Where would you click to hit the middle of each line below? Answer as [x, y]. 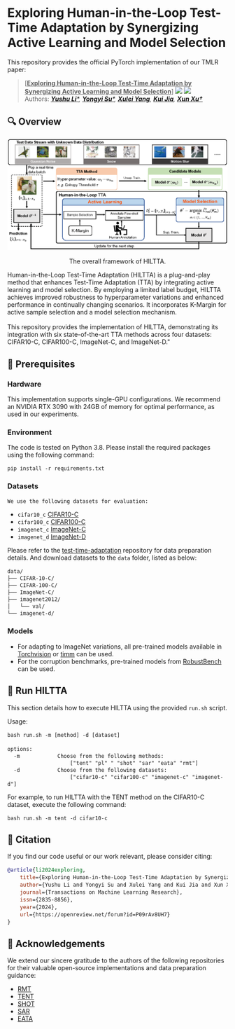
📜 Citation [29, 840]
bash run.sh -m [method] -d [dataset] [64, 735]
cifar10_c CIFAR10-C [48, 514]
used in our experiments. [43, 414]
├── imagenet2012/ [34, 600]
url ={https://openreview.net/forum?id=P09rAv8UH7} [95, 914]
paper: [17, 69]
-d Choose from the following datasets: [91, 770]
